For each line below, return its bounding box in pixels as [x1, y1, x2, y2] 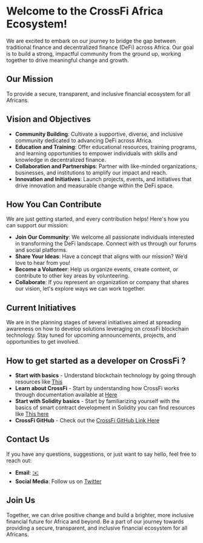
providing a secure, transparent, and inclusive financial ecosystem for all [6, 524, 188, 531]
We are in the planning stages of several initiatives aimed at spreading [6, 319, 181, 326]
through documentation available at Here [15, 391, 118, 398]
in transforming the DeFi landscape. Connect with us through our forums [15, 240, 197, 247]
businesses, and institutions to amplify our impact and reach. [15, 168, 168, 176]
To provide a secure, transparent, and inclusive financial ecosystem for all [6, 90, 191, 98]
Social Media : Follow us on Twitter [15, 478, 102, 485]
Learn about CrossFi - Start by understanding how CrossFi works [15, 385, 180, 391]
